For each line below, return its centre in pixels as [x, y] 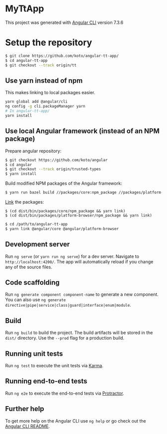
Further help [25, 409]
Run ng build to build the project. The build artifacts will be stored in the [79, 333]
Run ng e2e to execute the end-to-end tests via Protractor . [65, 393]
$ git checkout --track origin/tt [41, 65]
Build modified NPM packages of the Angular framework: [64, 183]
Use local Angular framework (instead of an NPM [83, 131]
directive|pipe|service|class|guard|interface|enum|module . [68, 305]
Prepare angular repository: [33, 151]
